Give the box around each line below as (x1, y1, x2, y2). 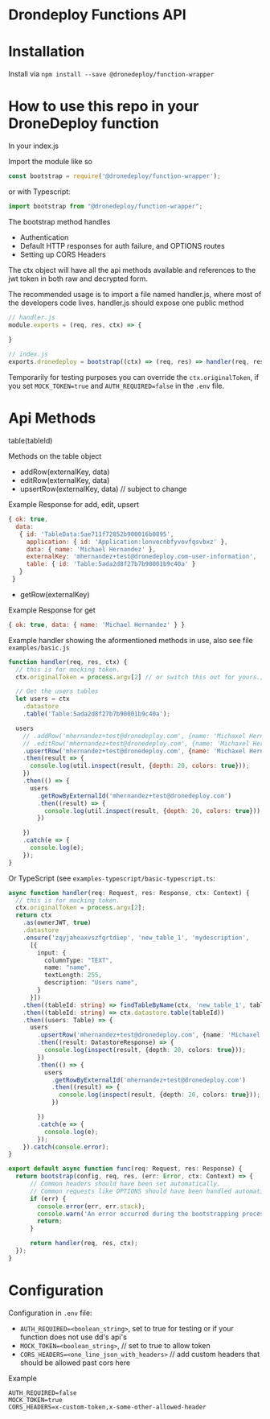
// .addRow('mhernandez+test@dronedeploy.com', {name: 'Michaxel (22, 732, 247, 740)
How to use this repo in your (8, 97, 199, 116)
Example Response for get (8, 605, 96, 615)
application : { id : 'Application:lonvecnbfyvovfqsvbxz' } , (26, 538, 228, 546)
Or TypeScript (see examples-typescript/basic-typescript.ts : (8, 873, 215, 883)
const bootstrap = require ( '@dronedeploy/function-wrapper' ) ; (8, 172, 221, 180)
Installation (8, 43, 85, 61)
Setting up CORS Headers (19, 250, 106, 259)
